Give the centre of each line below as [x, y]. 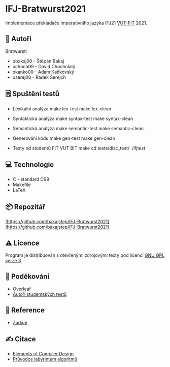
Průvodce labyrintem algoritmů [45, 359]
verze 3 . [14, 261]
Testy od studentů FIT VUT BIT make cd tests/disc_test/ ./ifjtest [79, 148]
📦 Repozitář [25, 207]
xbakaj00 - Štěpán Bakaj [38, 61]
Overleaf [22, 289]
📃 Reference [25, 310]
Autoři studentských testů [40, 294]
